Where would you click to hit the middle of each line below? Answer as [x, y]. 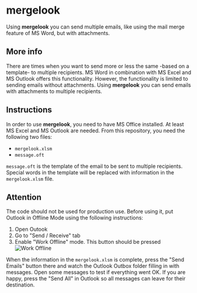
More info [24, 52]
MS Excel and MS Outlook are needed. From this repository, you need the [96, 130]
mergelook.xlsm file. [30, 179]
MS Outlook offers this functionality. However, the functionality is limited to [97, 78]
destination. [20, 285]
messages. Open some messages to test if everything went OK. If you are [96, 272]
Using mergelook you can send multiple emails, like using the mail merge [96, 27]
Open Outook [31, 230]
